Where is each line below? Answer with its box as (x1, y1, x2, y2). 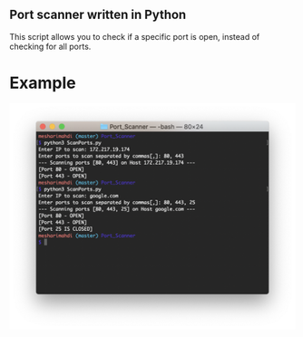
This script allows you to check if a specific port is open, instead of (9, 31, 260, 42)
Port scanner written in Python (9, 7, 187, 23)
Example (9, 72, 76, 93)
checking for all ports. (9, 41, 92, 52)
